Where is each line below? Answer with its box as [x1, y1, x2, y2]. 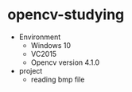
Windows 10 [30, 40, 72, 50]
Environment [18, 32, 61, 42]
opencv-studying [7, 6, 125, 24]
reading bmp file [30, 74, 85, 84]
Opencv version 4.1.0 [30, 58, 100, 67]
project [18, 66, 43, 75]
